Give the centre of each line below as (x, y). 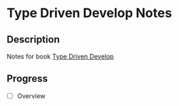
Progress (27, 79)
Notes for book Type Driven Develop (60, 56)
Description (33, 39)
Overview (31, 96)
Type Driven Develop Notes (89, 13)
